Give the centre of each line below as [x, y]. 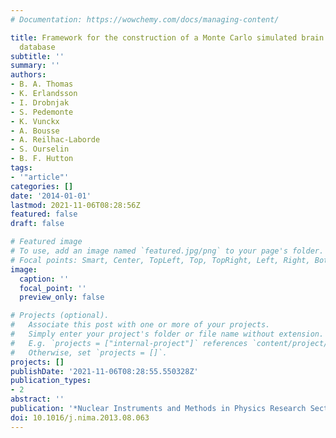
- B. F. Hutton [42, 159]
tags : [21, 168]
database [37, 47]
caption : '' [44, 279]
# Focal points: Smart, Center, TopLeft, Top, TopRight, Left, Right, [160, 260]
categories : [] [42, 186]
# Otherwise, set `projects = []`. [89, 352]
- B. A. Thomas [42, 84]
